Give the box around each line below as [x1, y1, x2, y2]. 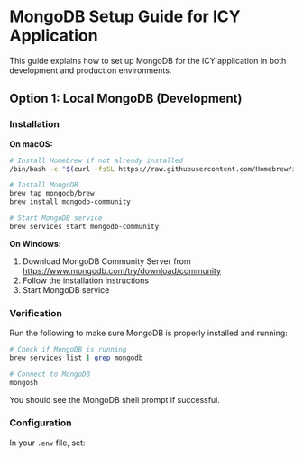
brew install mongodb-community [9, 197, 131, 206]
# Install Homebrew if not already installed [9, 156, 183, 165]
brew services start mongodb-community [9, 222, 160, 231]
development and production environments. [9, 65, 172, 76]
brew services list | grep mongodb [9, 353, 143, 362]
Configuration [9, 416, 72, 429]
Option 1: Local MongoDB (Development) [9, 91, 243, 106]
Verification [9, 306, 63, 319]
